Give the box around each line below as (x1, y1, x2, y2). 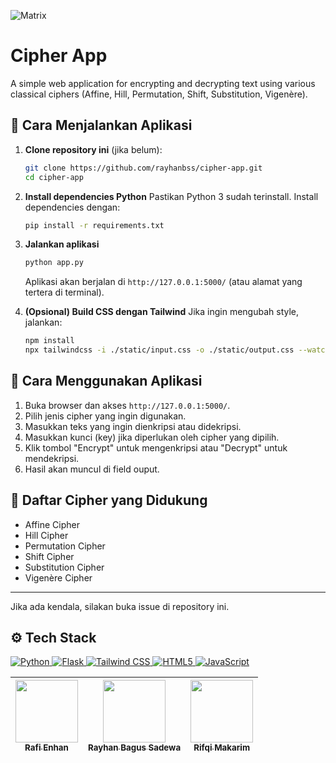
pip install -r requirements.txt (24, 220, 165, 230)
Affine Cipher (24, 518, 80, 530)
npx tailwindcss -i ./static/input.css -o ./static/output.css (24, 345, 295, 355)
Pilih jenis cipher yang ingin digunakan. (24, 410, 187, 422)
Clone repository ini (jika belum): (24, 143, 163, 155)
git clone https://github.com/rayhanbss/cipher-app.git (24, 163, 263, 173)
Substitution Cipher (24, 561, 105, 573)
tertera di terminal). (24, 286, 105, 299)
